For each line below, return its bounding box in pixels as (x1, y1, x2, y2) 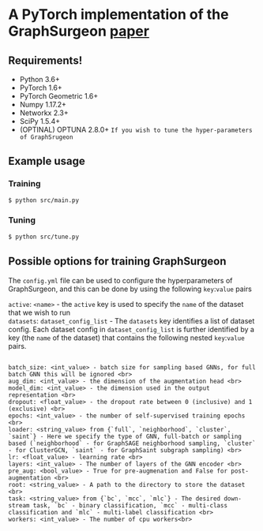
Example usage (8, 155, 85, 168)
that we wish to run (8, 308, 71, 317)
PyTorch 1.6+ (19, 83, 63, 92)
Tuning (8, 215, 36, 226)
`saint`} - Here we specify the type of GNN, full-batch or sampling (8, 432, 242, 440)
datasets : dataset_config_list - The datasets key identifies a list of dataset (8, 316, 255, 325)
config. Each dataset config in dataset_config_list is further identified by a (8, 324, 255, 334)
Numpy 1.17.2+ (19, 100, 67, 109)
